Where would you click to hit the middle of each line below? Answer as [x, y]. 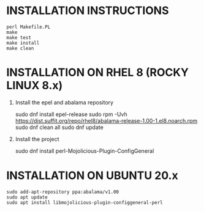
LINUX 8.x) [35, 86]
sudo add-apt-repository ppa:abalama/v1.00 [63, 192]
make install [23, 43]
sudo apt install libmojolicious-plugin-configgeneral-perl [85, 202]
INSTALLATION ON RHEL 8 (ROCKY [97, 72]
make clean [20, 48]
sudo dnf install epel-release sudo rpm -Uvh [71, 114]
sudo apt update [27, 197]
